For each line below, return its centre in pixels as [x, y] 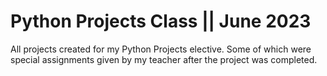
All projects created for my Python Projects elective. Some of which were [161, 49]
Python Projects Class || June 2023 [161, 21]
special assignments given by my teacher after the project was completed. [164, 59]
